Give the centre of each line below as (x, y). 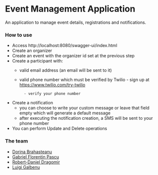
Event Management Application (70, 9)
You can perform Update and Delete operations (60, 128)
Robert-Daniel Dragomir (36, 162)
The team (17, 141)
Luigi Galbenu (26, 167)
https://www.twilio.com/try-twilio (52, 85)
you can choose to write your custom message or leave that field (84, 108)
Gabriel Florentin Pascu (35, 157)
